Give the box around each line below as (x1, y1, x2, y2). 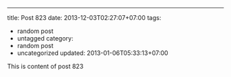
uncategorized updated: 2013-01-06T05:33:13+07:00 (16, 49, 168, 57)
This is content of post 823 (7, 63, 84, 70)
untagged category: (16, 34, 74, 42)
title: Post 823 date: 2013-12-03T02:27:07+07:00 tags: (7, 14, 162, 21)
